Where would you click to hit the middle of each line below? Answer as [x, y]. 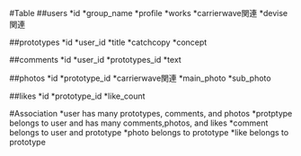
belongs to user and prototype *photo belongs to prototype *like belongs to [149, 132]
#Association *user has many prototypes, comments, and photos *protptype [151, 113]
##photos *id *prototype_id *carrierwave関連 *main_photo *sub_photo [140, 78]
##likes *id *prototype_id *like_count [77, 96]
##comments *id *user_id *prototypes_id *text [95, 60]
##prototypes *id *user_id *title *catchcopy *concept [108, 42]
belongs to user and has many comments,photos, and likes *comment [139, 123]
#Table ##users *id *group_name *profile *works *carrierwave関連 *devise [149, 13]
